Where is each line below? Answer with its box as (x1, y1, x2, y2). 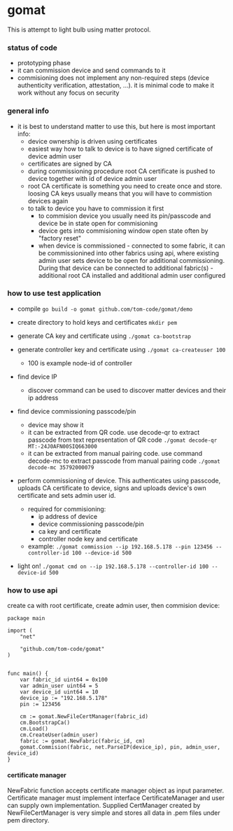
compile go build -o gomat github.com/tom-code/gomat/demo (17, 304, 193, 313)
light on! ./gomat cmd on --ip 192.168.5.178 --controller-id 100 (17, 562, 209, 570)
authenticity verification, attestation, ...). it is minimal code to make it (17, 81, 215, 90)
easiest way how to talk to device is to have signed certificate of (27, 144, 213, 153)
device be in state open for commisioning (38, 219, 158, 227)
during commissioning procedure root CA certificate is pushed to (27, 167, 216, 175)
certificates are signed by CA (27, 159, 112, 168)
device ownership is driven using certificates (27, 137, 157, 145)
